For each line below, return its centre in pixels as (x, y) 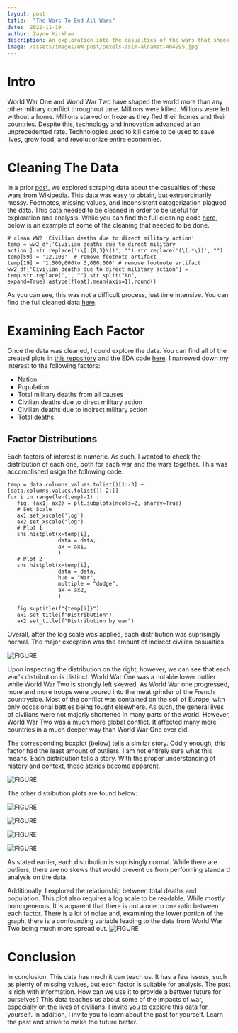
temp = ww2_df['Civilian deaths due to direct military (91, 244)
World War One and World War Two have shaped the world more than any (115, 101)
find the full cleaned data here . (52, 302)
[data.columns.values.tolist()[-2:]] (63, 491)
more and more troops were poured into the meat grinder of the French (111, 691)
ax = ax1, (72, 547)
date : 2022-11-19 (34, 27)
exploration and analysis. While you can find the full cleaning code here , (113, 218)
